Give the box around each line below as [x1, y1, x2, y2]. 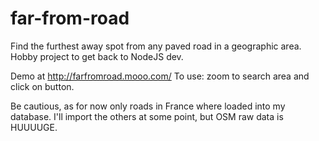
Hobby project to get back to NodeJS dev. [10, 50, 184, 62]
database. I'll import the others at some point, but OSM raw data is [10, 110, 284, 122]
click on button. [10, 80, 75, 92]
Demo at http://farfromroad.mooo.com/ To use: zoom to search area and [10, 70, 310, 82]
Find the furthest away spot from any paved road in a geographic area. [10, 40, 302, 52]
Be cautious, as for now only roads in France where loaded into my [10, 100, 286, 112]
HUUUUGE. [10, 121, 58, 133]
